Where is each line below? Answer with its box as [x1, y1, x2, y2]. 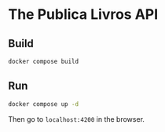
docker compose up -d [8, 100, 79, 108]
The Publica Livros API [8, 5, 159, 24]
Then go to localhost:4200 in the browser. [8, 114, 145, 123]
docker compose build [8, 57, 79, 65]
